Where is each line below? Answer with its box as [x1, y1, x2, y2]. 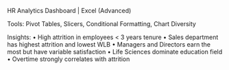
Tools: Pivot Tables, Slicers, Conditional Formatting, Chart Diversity [7, 20, 197, 27]
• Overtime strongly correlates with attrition [7, 55, 130, 63]
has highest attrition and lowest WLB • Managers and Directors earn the [7, 40, 211, 48]
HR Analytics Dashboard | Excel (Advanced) [7, 7, 132, 14]
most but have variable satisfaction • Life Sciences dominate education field [7, 48, 223, 56]
